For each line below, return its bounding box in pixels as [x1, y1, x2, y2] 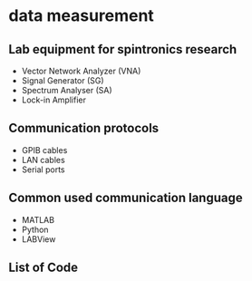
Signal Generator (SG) [21, 75, 105, 86]
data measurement [8, 5, 155, 26]
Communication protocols [8, 121, 160, 136]
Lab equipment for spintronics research [8, 42, 237, 57]
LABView [21, 233, 56, 245]
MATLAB [21, 214, 55, 225]
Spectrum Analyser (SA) [21, 85, 112, 95]
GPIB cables [21, 144, 68, 155]
